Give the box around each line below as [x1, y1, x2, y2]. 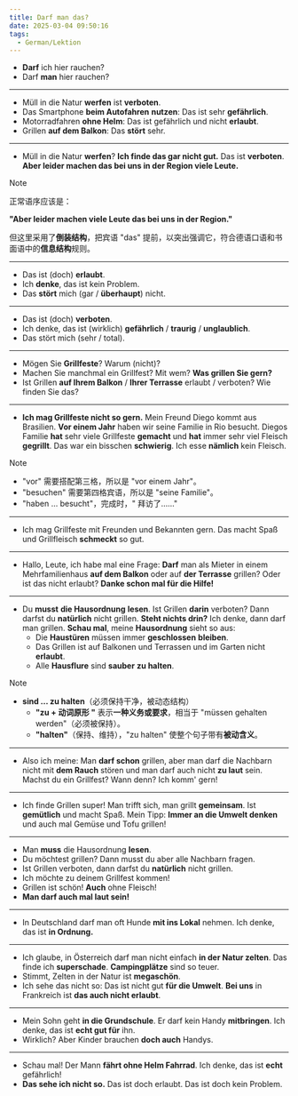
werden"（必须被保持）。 [35, 718, 126, 729]
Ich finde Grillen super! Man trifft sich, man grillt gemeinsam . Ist [21, 800, 256, 811]
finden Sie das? [21, 387, 80, 397]
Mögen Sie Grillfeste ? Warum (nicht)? [21, 358, 161, 369]
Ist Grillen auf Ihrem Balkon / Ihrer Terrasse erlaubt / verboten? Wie [21, 377, 271, 388]
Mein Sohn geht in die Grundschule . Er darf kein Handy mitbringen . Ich [21, 1015, 286, 1027]
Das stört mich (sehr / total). [21, 332, 126, 343]
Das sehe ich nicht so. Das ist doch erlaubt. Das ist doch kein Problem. [21, 1079, 283, 1090]
